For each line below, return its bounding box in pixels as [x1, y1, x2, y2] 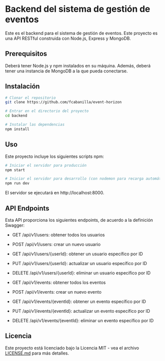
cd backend [5, 113, 27, 119]
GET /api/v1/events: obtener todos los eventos [12, 279, 106, 285]
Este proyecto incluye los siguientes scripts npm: [5, 153, 104, 159]
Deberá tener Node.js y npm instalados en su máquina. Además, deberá [5, 62, 151, 68]
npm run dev [5, 181, 29, 186]
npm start [5, 167, 26, 173]
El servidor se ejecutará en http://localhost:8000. [5, 190, 105, 196]
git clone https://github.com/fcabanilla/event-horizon [5, 100, 122, 105]
